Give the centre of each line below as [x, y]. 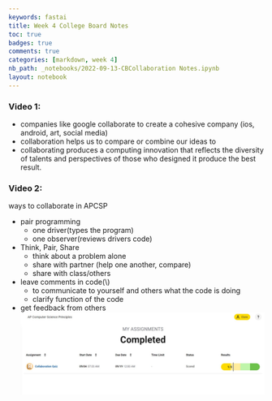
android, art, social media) [64, 133]
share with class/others [71, 274]
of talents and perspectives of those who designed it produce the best [138, 159]
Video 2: [26, 188]
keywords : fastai [38, 17]
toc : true [25, 34]
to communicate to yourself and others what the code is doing [136, 291]
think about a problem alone [79, 257]
